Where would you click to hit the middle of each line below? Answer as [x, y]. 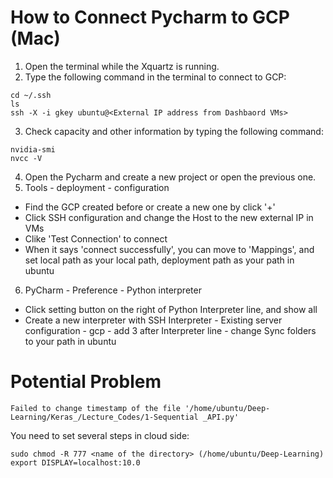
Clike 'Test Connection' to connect [96, 238]
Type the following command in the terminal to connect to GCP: [155, 77]
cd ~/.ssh [31, 95]
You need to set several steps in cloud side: [100, 435]
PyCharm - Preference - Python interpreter [113, 290]
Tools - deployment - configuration [97, 187]
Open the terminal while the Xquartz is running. [122, 66]
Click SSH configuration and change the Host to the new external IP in [169, 217]
